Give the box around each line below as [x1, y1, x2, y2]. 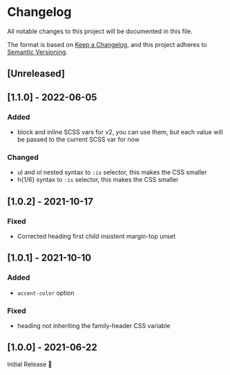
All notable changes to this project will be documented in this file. [7, 27, 193, 35]
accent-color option [17, 289, 75, 297]
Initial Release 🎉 [7, 360, 52, 368]
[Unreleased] [7, 68, 66, 80]
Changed [7, 152, 39, 162]
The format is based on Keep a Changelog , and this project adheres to [7, 40, 207, 48]
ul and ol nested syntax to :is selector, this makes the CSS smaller [17, 168, 207, 176]
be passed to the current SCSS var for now [17, 136, 140, 144]
